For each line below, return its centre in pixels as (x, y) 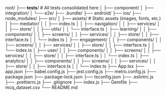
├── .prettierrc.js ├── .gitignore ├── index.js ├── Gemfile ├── (72, 82)
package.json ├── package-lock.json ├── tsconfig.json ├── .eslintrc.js (79, 77)
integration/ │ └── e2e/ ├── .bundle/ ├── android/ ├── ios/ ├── (73, 13)
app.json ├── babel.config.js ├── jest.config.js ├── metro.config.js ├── (81, 71)
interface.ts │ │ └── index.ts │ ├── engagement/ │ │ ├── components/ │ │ (84, 39)
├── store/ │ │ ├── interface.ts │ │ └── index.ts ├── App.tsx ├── (75, 66)
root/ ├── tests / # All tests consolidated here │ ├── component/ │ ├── (80, 8)
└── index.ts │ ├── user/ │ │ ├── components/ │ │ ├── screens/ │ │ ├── (83, 50)
